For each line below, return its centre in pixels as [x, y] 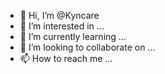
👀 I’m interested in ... [62, 26]
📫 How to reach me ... [66, 58]
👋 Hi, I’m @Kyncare [59, 15]
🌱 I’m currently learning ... [73, 36]
